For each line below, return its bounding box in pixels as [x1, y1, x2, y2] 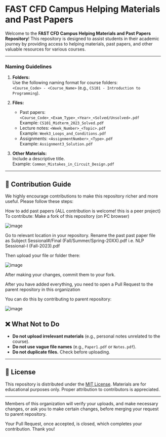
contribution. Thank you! [5, 426, 55, 432]
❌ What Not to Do [5, 320, 60, 329]
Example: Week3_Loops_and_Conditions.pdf [19, 130, 106, 137]
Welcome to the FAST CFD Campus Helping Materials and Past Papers [5, 30, 151, 36]
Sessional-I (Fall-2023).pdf [5, 243, 60, 249]
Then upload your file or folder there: [5, 252, 81, 258]
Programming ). [12, 90, 40, 96]
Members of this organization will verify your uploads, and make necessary [5, 400, 159, 406]
